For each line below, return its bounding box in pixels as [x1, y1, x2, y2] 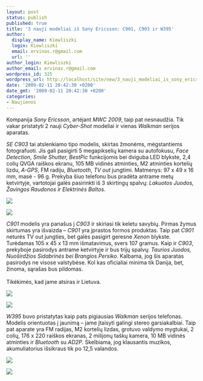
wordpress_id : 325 [6, 71, 53, 77]
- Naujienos [6, 99, 36, 105]
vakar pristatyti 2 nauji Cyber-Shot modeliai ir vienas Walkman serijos [6, 122, 180, 129]
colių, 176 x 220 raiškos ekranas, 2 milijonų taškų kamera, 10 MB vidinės [6, 332, 185, 339]
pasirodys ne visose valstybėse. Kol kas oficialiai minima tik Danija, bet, [6, 258, 184, 266]
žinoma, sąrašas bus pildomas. [6, 265, 83, 272]
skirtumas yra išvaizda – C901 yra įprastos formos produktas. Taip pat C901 [6, 226, 195, 234]
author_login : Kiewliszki [6, 59, 71, 66]
